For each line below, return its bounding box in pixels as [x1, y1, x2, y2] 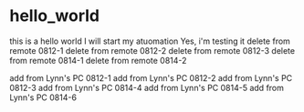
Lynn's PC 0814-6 [9, 92, 78, 103]
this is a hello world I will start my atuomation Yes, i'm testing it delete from [9, 36, 290, 46]
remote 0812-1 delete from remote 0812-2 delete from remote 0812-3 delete [9, 45, 295, 56]
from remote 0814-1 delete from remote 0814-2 [9, 55, 187, 66]
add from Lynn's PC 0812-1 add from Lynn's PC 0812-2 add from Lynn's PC [9, 72, 293, 83]
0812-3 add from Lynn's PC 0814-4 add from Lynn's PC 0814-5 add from [9, 82, 285, 93]
